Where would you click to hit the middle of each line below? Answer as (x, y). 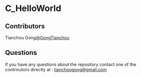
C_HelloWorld (33, 8)
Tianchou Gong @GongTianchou (37, 38)
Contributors (25, 26)
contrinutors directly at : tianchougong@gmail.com (56, 69)
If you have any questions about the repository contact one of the (71, 64)
